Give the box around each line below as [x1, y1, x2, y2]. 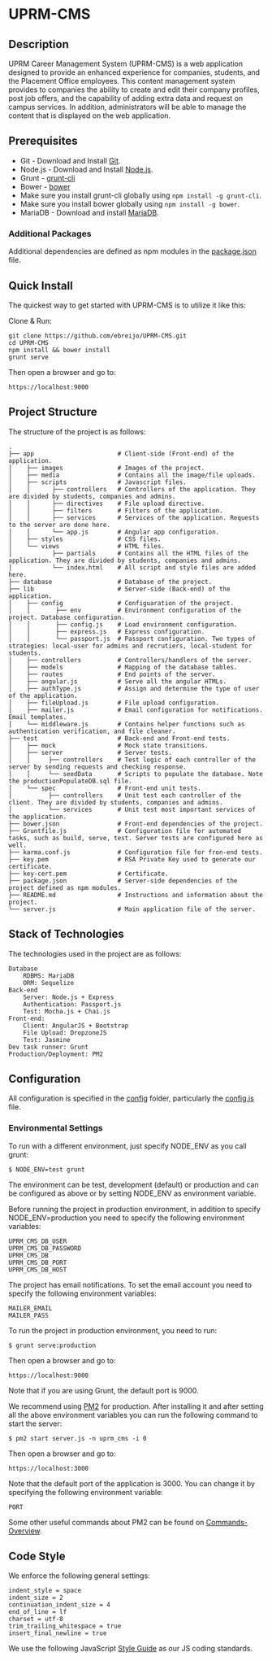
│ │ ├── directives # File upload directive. [8, 499, 205, 508]
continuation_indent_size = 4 [8, 1601, 111, 1609]
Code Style [8, 1550, 66, 1563]
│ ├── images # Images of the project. [8, 464, 205, 472]
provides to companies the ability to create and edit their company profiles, [8, 85, 260, 94]
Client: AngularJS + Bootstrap [23, 1022, 129, 1030]
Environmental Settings [8, 1123, 103, 1134]
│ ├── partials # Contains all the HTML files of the [8, 549, 249, 557]
